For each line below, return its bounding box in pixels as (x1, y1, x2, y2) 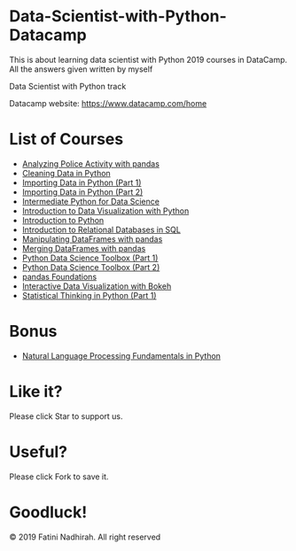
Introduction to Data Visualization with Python (21, 206, 190, 216)
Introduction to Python (21, 214, 105, 225)
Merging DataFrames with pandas (21, 243, 146, 253)
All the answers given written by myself (9, 64, 153, 74)
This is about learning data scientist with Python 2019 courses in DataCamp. (9, 54, 288, 65)
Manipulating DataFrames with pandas (21, 233, 163, 244)
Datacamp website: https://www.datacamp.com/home (9, 97, 207, 108)
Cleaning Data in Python (21, 167, 111, 178)
